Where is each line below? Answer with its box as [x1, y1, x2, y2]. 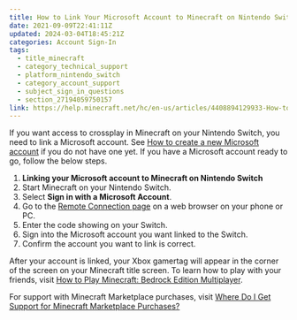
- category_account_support [17, 79, 121, 88]
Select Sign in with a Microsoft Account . [21, 192, 172, 202]
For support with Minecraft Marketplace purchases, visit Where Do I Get [9, 292, 271, 302]
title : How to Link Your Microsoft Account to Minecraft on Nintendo [9, 12, 271, 22]
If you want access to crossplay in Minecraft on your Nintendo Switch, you [9, 127, 280, 138]
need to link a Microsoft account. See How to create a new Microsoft [9, 137, 259, 148]
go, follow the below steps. [9, 156, 108, 166]
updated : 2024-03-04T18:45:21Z [9, 29, 125, 38]
